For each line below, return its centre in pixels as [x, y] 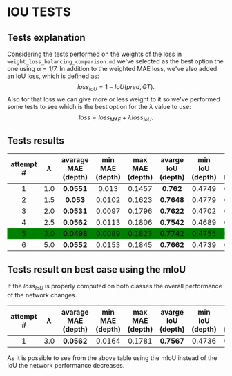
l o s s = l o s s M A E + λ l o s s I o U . [116, 118]
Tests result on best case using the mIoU [97, 269]
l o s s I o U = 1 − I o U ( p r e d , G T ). [116, 88]
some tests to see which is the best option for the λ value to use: [99, 106]
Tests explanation [46, 38]
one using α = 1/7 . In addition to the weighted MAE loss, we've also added [112, 69]
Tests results [36, 140]
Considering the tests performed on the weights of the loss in [95, 54]
